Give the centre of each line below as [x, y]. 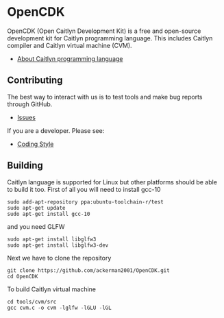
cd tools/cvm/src [32, 302]
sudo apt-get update [37, 208]
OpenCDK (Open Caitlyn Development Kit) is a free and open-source [104, 31]
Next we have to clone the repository [59, 258]
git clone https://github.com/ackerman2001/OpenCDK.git [88, 270]
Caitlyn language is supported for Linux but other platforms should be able [112, 182]
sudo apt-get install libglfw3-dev [58, 245]
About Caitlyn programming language [70, 58]
